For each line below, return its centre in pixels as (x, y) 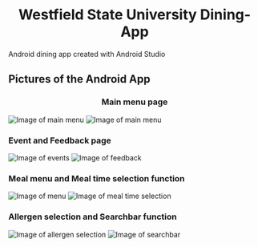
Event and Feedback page (60, 140)
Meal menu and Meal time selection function (97, 178)
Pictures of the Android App (79, 79)
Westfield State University (108, 15)
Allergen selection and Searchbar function (93, 217)
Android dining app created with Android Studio (87, 54)
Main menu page (135, 102)
